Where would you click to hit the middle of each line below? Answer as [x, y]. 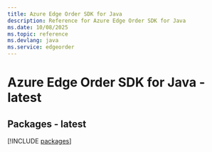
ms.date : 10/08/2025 [38, 27]
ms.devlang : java [33, 41]
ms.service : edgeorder [41, 47]
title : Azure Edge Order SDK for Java [65, 14]
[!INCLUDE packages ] [39, 141]
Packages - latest [47, 124]
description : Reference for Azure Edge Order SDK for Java [97, 21]
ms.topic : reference [38, 34]
